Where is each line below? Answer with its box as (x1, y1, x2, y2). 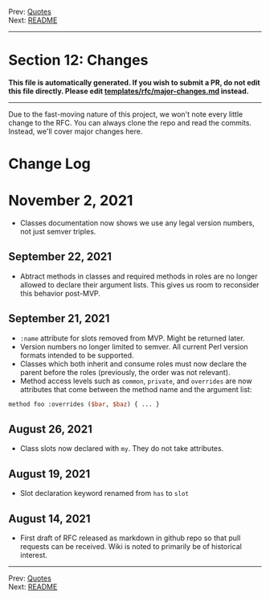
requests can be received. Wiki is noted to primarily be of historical (19, 542, 243, 551)
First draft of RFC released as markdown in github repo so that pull (19, 533, 241, 543)
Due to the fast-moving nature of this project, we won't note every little (8, 109, 243, 119)
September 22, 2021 (8, 250, 112, 264)
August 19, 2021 (8, 467, 91, 481)
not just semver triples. (19, 227, 96, 237)
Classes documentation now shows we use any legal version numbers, (19, 218, 255, 228)
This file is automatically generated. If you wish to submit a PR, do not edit (8, 77, 260, 87)
